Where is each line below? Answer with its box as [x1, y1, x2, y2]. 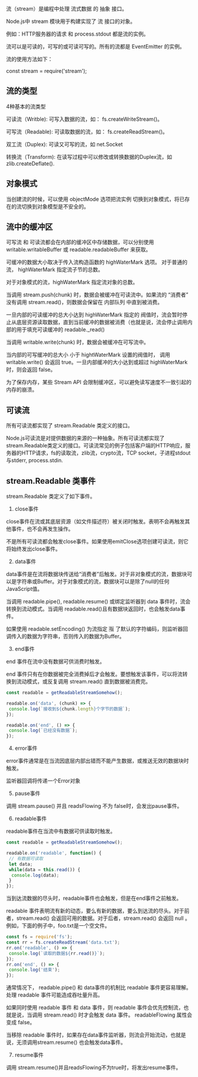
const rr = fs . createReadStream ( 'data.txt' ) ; [6, 939, 120, 945]
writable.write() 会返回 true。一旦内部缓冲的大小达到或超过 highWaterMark [6, 359, 188, 366]
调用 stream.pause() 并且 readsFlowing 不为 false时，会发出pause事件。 [6, 803, 183, 810]
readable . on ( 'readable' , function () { [6, 850, 102, 857]
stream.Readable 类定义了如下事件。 [6, 493, 96, 500]
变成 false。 [6, 1019, 35, 1026]
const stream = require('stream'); [6, 68, 87, 74]
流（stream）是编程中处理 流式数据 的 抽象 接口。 [6, 5, 128, 12]
